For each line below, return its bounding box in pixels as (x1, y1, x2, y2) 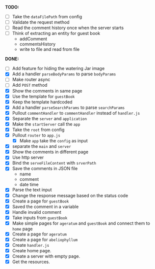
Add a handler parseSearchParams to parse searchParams (12, 104, 125, 110)
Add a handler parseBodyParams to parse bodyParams (12, 71, 116, 77)
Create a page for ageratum (12, 231, 67, 237)
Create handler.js (12, 242, 50, 248)
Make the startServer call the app (12, 121, 80, 127)
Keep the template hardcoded (12, 99, 73, 105)
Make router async (12, 76, 51, 83)
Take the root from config (12, 127, 65, 133)
